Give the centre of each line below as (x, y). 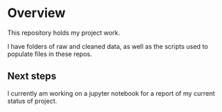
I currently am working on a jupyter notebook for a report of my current (111, 93)
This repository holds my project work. (64, 33)
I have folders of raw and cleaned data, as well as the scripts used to (108, 46)
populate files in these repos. (50, 54)
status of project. (32, 101)
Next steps (32, 76)
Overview (37, 13)
